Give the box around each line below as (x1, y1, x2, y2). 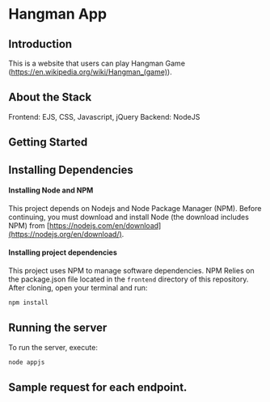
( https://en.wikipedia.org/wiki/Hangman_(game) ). (8, 67, 172, 77)
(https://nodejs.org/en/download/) (8, 229, 123, 239)
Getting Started (8, 135, 88, 150)
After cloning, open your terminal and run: (8, 283, 148, 292)
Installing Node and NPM (8, 185, 94, 195)
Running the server (8, 321, 108, 335)
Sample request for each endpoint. (8, 380, 188, 394)
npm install (8, 298, 49, 307)
